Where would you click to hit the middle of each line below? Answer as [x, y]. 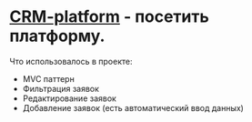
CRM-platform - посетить [109, 17]
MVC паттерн [48, 78]
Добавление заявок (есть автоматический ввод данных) [133, 107]
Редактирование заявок [69, 98]
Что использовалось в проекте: [71, 61]
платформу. [57, 36]
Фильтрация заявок [61, 88]
